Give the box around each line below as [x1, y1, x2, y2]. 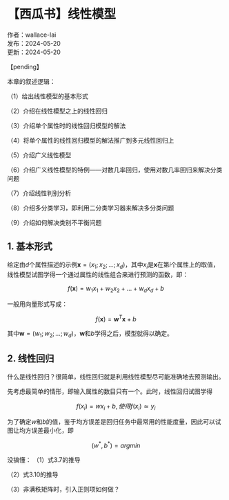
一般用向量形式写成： [7, 300, 68, 308]
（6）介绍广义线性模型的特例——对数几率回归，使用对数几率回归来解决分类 [7, 166, 223, 174]
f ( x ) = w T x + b [95, 314, 137, 323]
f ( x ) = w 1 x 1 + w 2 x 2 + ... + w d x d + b [68, 284, 164, 294]
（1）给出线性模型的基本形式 [7, 91, 88, 100]
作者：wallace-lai [7, 30, 57, 39]
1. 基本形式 [7, 240, 53, 253]
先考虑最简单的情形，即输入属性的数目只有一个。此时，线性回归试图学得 [7, 387, 212, 395]
